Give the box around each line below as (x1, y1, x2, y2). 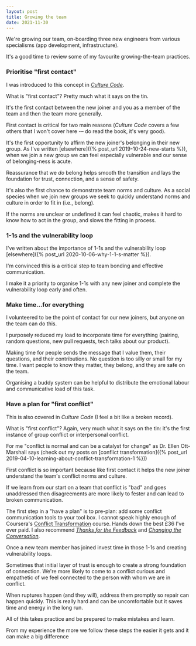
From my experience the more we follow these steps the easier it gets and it (6, 627, 189, 634)
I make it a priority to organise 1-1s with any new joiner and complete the (6, 280, 180, 287)
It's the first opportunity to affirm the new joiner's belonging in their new (6, 139, 180, 146)
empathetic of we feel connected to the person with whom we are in (6, 574, 171, 581)
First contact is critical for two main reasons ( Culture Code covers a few (6, 121, 180, 128)
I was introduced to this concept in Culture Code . (6, 81, 125, 88)
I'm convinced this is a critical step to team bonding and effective (6, 262, 164, 269)
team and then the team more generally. (6, 110, 102, 117)
